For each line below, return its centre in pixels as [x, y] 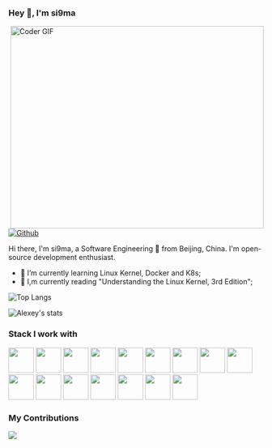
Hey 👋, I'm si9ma [42, 13]
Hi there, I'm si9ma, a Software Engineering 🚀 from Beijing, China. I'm [124, 249]
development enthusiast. [74, 258]
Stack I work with [43, 334]
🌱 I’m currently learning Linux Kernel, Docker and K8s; [110, 273]
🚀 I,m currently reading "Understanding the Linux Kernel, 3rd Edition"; [136, 282]
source [20, 258]
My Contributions [44, 418]
